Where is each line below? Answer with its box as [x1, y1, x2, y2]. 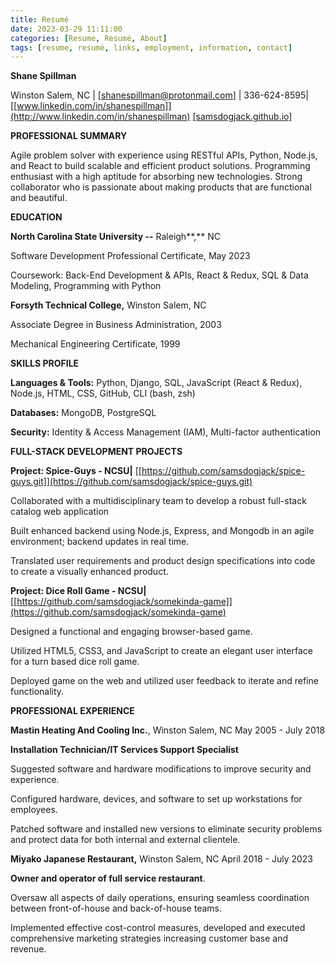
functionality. [10, 686, 65, 698]
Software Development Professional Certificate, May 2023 [10, 250, 251, 262]
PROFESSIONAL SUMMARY [10, 130, 128, 142]
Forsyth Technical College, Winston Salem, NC [10, 299, 207, 311]
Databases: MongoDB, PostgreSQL [10, 407, 157, 419]
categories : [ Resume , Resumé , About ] [10, 33, 168, 43]
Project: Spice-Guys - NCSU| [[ [10, 465, 142, 477]
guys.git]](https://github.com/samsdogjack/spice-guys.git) [10, 476, 253, 488]
